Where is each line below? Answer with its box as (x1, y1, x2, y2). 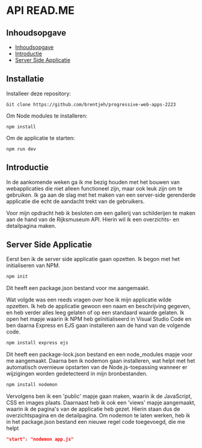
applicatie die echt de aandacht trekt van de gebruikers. (6, 197, 145, 205)
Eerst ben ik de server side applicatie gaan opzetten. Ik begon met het (6, 256, 180, 263)
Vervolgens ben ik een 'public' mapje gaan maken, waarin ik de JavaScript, (6, 393, 192, 400)
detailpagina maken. (6, 222, 57, 229)
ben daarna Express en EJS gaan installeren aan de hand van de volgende (6, 322, 191, 329)
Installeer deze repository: (6, 90, 71, 97)
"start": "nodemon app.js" (6, 437, 74, 443)
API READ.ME (6, 4, 75, 17)
